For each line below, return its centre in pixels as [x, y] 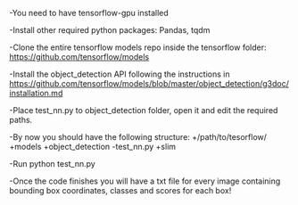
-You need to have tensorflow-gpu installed [89, 13]
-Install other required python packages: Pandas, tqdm [110, 30]
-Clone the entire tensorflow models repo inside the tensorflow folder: [138, 47]
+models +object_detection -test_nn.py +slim [93, 147]
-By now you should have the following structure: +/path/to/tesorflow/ [138, 137]
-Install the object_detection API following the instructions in [120, 74]
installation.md [36, 93]
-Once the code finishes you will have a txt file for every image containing [145, 181]
